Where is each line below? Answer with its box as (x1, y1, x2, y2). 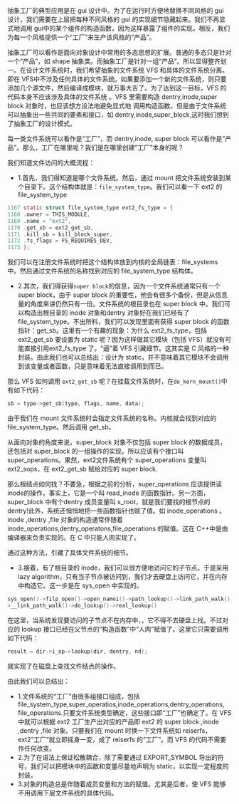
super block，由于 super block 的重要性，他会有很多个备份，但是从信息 (17, 291, 228, 299)
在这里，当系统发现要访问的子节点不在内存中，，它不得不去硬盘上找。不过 (7, 615, 223, 625)
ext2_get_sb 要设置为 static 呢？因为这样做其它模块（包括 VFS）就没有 (17, 335, 225, 344)
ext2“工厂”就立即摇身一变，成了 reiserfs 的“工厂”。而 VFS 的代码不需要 (17, 735, 226, 743)
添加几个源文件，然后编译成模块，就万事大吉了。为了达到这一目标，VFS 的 (7, 84, 227, 92)
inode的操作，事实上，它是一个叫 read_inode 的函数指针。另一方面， (7, 489, 210, 497)
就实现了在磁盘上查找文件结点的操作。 (7, 662, 119, 670)
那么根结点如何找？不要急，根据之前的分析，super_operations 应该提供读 (7, 480, 223, 488)
